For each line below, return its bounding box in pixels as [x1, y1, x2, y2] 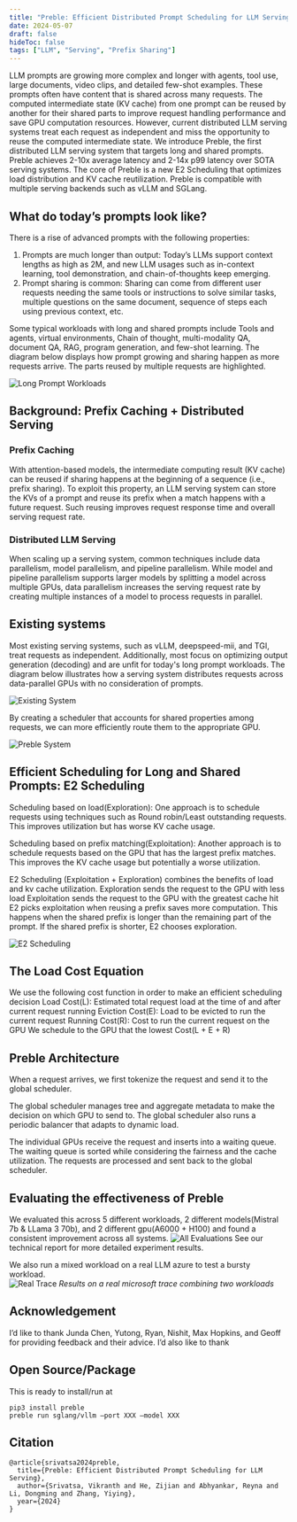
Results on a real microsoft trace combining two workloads [58, 1277, 274, 1289]
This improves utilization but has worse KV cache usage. [9, 820, 216, 831]
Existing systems [9, 617, 106, 632]
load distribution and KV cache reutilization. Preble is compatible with [9, 174, 263, 184]
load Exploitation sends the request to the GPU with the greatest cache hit [9, 892, 278, 904]
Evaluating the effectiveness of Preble [9, 1191, 225, 1206]
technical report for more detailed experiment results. [9, 1242, 204, 1253]
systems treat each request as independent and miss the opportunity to [9, 127, 270, 137]
